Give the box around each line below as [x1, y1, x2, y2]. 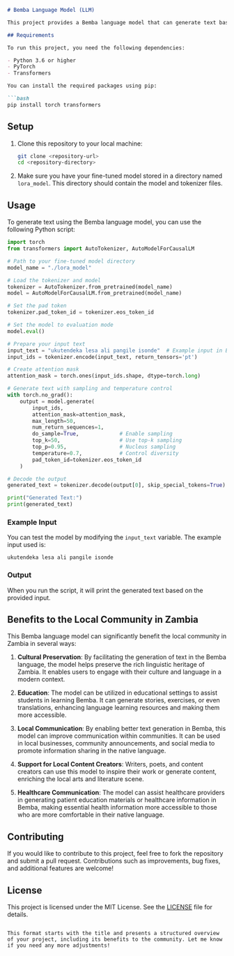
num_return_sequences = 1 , [32, 424, 104, 431]
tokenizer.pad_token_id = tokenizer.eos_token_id [7, 309, 155, 316]
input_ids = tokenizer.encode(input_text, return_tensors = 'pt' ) [7, 353, 198, 360]
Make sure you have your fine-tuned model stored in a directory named [17, 171, 223, 180]
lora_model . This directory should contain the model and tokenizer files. [17, 179, 223, 187]
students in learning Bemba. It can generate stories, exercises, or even [17, 696, 221, 704]
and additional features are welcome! [7, 864, 114, 872]
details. [7, 910, 29, 919]
